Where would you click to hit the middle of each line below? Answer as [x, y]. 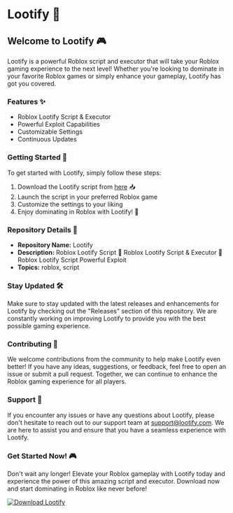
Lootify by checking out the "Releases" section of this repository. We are [112, 311]
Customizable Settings [50, 132]
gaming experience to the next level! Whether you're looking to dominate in [115, 69]
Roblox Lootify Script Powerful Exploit [72, 260]
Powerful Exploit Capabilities [58, 125]
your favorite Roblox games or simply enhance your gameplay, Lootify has [114, 76]
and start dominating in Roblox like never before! [77, 489]
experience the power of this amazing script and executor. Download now [114, 482]
